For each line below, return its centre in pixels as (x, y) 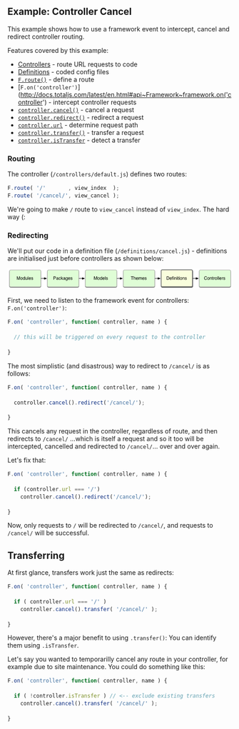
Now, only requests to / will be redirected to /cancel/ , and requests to (110, 526)
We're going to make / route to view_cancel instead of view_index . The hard (118, 209)
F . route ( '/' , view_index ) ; (63, 188)
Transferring (36, 555)
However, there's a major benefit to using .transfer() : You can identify (112, 638)
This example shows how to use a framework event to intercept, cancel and (118, 29)
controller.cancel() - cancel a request (76, 109)
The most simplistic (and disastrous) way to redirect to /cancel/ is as (109, 366)
